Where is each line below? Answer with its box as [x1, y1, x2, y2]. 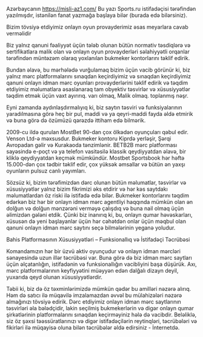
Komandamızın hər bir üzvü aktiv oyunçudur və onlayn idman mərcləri [6, 248, 181, 254]
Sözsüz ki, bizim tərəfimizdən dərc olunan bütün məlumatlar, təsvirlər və [6, 179, 187, 186]
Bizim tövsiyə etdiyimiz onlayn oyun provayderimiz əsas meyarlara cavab [6, 24, 189, 30]
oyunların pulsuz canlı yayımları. [6, 167, 87, 174]
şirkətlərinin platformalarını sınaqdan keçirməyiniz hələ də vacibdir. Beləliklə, [6, 311, 197, 318]
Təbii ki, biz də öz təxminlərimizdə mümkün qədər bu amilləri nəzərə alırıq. [6, 285, 191, 292]
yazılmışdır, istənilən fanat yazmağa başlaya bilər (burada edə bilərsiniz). [6, 12, 188, 19]
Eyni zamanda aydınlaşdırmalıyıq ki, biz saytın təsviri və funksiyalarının [6, 104, 182, 111]
